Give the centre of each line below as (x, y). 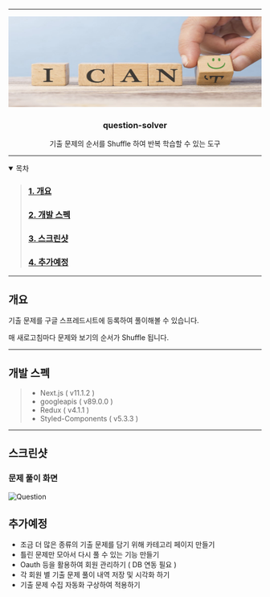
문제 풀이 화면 (33, 479)
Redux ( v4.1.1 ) (65, 410)
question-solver (135, 125)
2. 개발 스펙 (49, 215)
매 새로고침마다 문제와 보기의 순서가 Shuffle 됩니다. (89, 338)
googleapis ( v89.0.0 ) (77, 401)
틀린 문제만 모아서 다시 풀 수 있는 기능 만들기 (90, 555)
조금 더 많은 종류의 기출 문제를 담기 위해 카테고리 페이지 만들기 (117, 545)
